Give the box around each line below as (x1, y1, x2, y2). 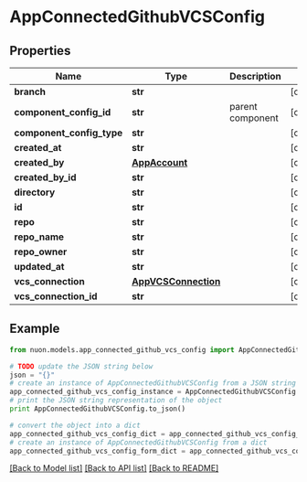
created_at (14, 142, 62, 154)
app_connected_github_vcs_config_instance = (9, 387, 182, 397)
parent (229, 101, 258, 112)
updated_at (14, 261, 65, 273)
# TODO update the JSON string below (9, 361, 153, 371)
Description (229, 70, 281, 82)
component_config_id (14, 106, 111, 118)
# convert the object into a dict (9, 421, 142, 430)
